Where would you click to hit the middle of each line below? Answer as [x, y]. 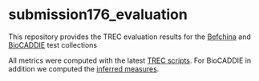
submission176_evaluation [98, 15]
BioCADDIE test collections [53, 44]
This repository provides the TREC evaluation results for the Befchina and [129, 37]
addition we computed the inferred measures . [84, 68]
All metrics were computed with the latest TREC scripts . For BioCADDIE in [130, 60]
